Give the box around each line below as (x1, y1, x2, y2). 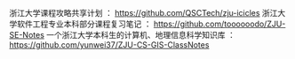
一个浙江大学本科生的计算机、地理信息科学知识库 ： (45, 30, 235, 40)
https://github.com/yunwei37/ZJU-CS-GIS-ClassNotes (9, 40, 210, 50)
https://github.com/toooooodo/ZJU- (153, 18, 286, 29)
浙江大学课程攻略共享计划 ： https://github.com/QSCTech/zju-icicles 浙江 (9, 8, 278, 18)
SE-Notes (9, 30, 44, 40)
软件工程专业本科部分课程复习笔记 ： (16, 18, 152, 29)
